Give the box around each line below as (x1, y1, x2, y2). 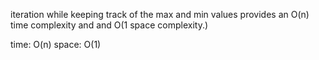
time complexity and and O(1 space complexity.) (10, 19, 209, 31)
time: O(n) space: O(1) (10, 39, 102, 50)
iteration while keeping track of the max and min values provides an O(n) (10, 9, 310, 20)
